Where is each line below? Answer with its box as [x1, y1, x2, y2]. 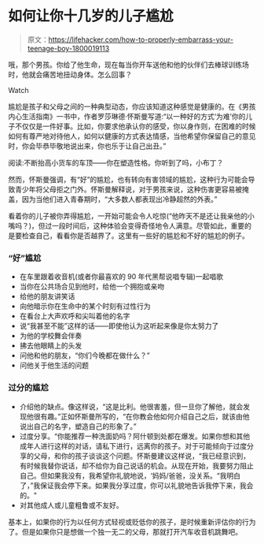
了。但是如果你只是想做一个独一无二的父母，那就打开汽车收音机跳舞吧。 [8, 527, 242, 536]
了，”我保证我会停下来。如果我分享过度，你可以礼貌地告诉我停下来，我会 [19, 480, 254, 490]
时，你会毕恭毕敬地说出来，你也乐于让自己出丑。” [8, 141, 167, 151]
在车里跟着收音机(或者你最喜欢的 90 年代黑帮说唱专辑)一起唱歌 [19, 272, 224, 281]
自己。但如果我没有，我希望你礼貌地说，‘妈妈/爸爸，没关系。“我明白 [19, 471, 241, 480]
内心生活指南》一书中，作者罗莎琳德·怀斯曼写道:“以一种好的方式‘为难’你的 [8, 111, 246, 121]
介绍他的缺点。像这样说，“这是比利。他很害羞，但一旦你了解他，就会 [19, 401, 244, 411]
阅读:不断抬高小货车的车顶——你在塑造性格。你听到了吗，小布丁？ [8, 158, 224, 167]
